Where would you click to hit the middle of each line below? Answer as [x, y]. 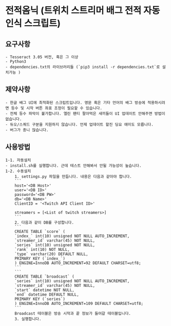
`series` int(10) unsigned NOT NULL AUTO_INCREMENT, [72, 281]
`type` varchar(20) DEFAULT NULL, [51, 254]
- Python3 [16, 62]
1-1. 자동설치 [18, 160]
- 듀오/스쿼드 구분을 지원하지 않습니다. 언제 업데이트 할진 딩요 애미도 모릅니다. [80, 124]
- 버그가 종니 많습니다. [27, 130]
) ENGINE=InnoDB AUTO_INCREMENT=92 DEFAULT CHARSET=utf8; [78, 263]
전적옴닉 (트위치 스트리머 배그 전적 [73, 11]
